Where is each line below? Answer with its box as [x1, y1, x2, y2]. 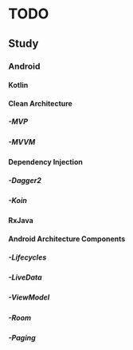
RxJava [8, 216, 33, 225]
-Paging [8, 333, 36, 343]
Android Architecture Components [8, 233, 126, 244]
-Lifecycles [8, 253, 47, 262]
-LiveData [8, 272, 42, 282]
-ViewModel [8, 292, 50, 302]
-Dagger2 [8, 175, 41, 185]
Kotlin [8, 81, 29, 90]
